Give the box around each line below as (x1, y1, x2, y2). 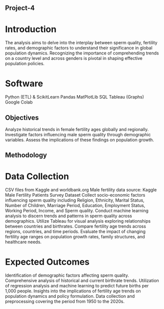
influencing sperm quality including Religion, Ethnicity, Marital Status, (5, 197, 144, 203)
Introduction (5, 24, 57, 35)
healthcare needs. (5, 239, 42, 245)
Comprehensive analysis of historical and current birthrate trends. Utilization (5, 278, 159, 283)
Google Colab (5, 99, 33, 105)
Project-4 (5, 4, 35, 12)
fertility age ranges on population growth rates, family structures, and (5, 234, 145, 240)
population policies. (5, 61, 45, 67)
